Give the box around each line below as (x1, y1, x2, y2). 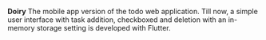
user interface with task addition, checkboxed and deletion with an (7, 15, 227, 24)
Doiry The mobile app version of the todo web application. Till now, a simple (7, 7, 259, 16)
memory (7, 24, 35, 32)
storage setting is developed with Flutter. (36, 24, 171, 32)
